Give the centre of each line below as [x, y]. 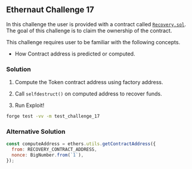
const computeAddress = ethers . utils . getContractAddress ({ [81, 144]
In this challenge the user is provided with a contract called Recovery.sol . [96, 24]
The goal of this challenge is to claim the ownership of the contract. [89, 30]
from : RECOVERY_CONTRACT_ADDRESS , [54, 150]
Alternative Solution [36, 131]
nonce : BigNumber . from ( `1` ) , [48, 155]
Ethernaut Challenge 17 [50, 10]
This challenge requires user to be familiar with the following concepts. [93, 42]
